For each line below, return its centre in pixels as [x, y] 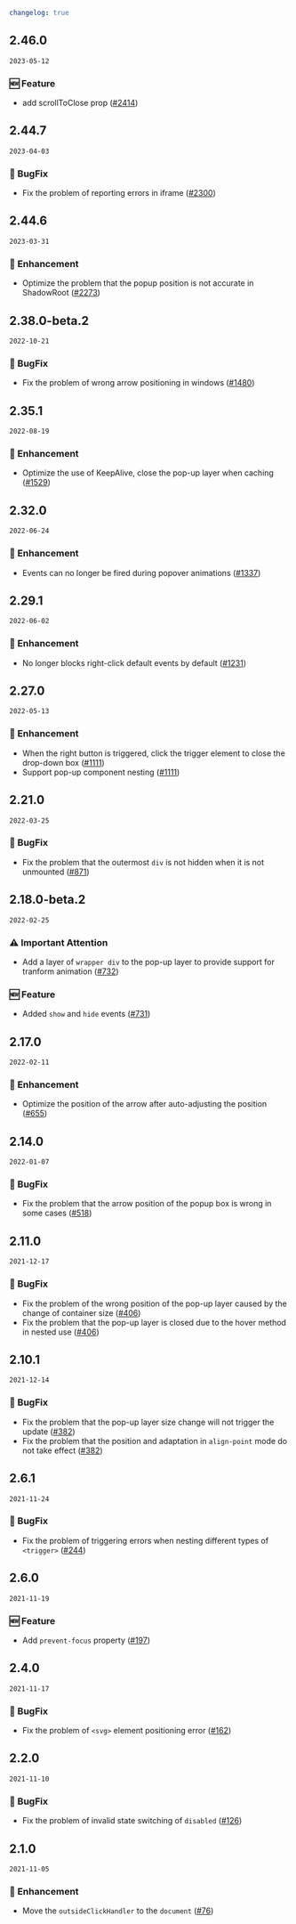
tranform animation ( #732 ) [70, 971]
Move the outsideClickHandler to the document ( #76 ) [118, 1911]
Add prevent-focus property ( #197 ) [86, 1640]
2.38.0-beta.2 [49, 321]
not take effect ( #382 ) [63, 1450]
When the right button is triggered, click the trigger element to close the [154, 753]
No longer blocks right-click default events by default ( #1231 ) [134, 662]
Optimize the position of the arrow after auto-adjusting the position [144, 1104]
